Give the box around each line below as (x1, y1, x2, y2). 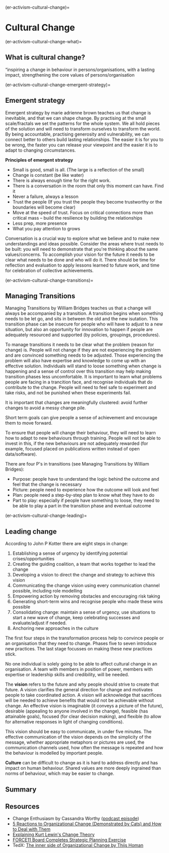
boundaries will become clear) (12, 204, 76, 210)
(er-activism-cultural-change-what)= (5, 38, 82, 44)
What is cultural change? (5, 53, 86, 62)
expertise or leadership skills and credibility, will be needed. (5, 672, 129, 678)
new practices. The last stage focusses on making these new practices (5, 646, 152, 652)
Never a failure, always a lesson (12, 193, 79, 200)
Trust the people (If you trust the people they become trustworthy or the (12, 199, 162, 205)
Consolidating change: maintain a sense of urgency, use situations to (12, 609, 156, 615)
